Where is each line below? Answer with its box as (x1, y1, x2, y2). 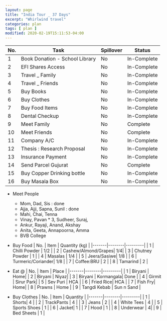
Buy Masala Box (21, 178, 59, 185)
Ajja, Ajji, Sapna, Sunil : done (20, 206, 79, 212)
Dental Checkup (21, 113, 59, 119)
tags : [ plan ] (5, 26, 37, 31)
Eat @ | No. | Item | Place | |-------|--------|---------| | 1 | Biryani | (12, 268, 149, 274)
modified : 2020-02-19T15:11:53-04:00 (5, 31, 84, 36)
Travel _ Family (21, 71, 56, 78)
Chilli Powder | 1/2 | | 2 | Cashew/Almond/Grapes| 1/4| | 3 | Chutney (12, 248, 152, 254)
